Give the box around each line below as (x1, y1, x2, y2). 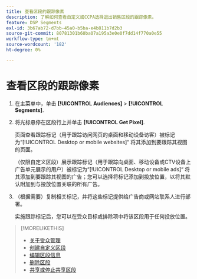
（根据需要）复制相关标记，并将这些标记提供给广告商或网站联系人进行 (14, 192, 186, 200)
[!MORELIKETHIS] (20, 224, 64, 231)
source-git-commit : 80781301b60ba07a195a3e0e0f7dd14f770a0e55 (6, 31, 162, 36)
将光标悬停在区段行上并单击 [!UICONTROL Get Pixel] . (14, 118, 145, 125)
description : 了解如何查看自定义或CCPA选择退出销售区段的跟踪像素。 (6, 14, 157, 20)
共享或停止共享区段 (29, 266, 77, 273)
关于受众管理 (29, 237, 61, 244)
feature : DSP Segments (6, 19, 62, 25)
